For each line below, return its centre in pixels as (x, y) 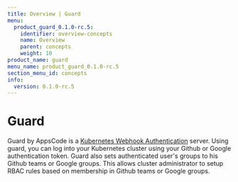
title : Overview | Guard (44, 14)
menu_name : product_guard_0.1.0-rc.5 (63, 67)
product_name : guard (38, 60)
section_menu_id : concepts (47, 73)
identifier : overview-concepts (66, 34)
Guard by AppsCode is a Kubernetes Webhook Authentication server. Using (118, 141)
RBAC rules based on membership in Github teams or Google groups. (109, 171)
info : (15, 80)
